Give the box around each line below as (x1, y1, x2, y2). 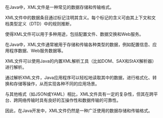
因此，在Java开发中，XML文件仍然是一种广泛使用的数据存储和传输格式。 (5, 108, 153, 114)
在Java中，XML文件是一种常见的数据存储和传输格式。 (5, 4, 114, 10)
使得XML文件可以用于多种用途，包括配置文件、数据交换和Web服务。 (5, 31, 143, 37)
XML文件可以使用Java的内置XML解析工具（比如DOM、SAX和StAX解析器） (5, 58, 157, 64)
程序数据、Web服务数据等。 (9, 48, 66, 53)
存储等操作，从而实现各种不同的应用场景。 (13, 81, 99, 87)
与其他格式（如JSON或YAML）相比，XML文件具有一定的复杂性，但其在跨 (5, 91, 154, 97)
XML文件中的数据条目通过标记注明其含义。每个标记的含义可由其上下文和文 (5, 15, 156, 21)
